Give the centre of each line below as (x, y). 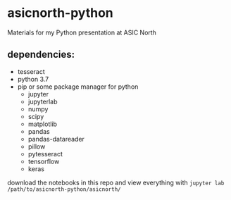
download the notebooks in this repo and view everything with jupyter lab (116, 182)
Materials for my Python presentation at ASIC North (82, 32)
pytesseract (45, 154)
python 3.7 (33, 79)
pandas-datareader (56, 139)
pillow (37, 146)
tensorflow (44, 161)
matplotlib (43, 124)
